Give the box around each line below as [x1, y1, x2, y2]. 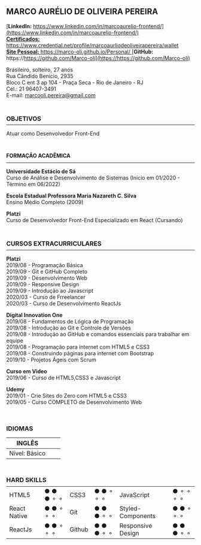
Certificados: [6, 35, 40, 43]
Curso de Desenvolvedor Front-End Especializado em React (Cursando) [6, 217, 184, 224]
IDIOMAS [6, 424, 33, 433]
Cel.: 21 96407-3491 [6, 85, 57, 92]
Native [9, 511, 28, 520]
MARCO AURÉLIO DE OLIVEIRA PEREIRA [6, 7, 159, 17]
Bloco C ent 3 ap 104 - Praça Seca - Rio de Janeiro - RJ [6, 79, 144, 86]
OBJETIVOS [6, 114, 42, 122]
